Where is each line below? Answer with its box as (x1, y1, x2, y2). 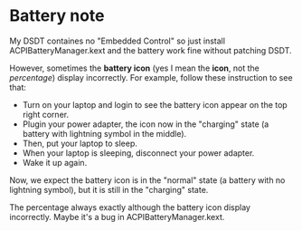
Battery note (9, 5, 105, 26)
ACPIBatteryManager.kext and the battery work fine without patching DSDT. (9, 44, 292, 55)
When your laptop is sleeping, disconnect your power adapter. (22, 147, 255, 159)
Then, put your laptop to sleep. (22, 138, 138, 149)
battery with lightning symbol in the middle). (22, 128, 187, 139)
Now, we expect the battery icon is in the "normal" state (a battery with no (9, 174, 286, 186)
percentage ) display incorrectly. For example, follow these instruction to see (9, 72, 293, 82)
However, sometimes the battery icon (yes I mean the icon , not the (9, 63, 260, 73)
